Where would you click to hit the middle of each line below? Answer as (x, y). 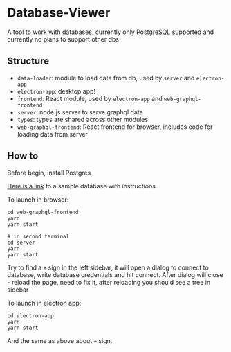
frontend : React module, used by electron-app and (90, 98)
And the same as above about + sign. (60, 340)
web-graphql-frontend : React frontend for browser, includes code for (115, 127)
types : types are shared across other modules (83, 119)
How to (23, 156)
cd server (21, 243)
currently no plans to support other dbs (63, 39)
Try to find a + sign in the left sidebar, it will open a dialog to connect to (108, 267)
